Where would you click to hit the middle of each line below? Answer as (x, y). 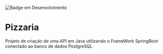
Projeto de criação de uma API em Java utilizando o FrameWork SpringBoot (82, 41)
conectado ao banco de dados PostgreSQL (49, 46)
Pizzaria (22, 27)
